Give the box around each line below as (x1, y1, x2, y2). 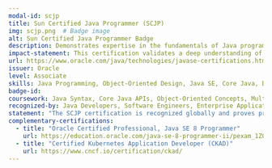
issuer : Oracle (8, 65, 60, 73)
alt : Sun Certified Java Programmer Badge (8, 34, 154, 43)
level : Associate (8, 72, 67, 80)
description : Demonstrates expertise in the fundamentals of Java (8, 42, 237, 50)
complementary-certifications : (8, 117, 114, 125)
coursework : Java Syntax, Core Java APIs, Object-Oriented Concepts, (8, 94, 249, 103)
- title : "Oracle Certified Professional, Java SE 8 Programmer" (15, 124, 241, 132)
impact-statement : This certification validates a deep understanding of (8, 49, 263, 57)
